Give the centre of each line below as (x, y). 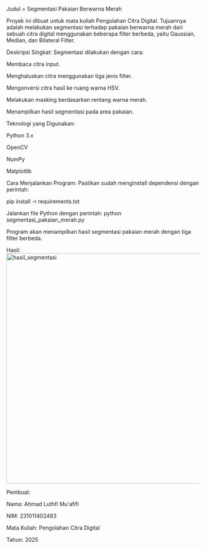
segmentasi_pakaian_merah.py (45, 220)
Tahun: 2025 (22, 540)
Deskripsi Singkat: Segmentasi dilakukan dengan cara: (75, 52)
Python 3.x (20, 135)
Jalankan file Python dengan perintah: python (64, 213)
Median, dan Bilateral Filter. (41, 40)
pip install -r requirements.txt (43, 201)
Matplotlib (19, 171)
